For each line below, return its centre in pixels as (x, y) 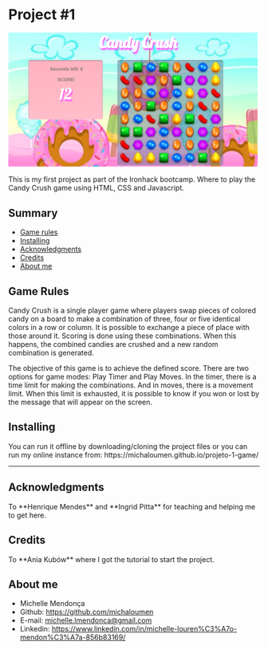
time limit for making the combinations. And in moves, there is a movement (131, 385)
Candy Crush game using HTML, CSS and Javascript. (97, 188)
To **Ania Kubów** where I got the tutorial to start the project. (112, 559)
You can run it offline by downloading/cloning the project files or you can (128, 446)
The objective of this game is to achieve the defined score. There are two (129, 368)
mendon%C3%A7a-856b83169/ (73, 637)
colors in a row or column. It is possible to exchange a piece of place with (129, 328)
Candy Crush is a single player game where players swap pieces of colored (132, 311)
